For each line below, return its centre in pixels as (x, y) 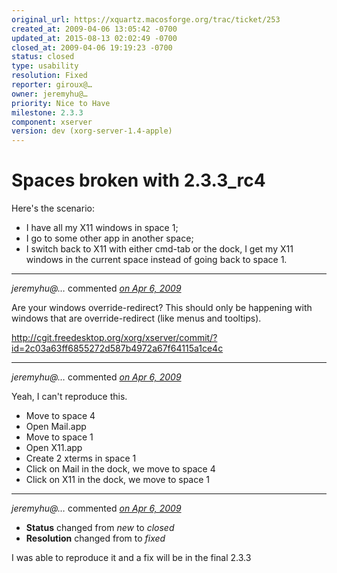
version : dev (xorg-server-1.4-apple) (92, 131)
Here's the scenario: (53, 208)
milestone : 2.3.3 (47, 112)
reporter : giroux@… (52, 85)
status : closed (43, 57)
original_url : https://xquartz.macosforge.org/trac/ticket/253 (146, 19)
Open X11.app (54, 448)
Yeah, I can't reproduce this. (69, 397)
